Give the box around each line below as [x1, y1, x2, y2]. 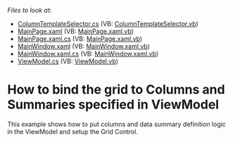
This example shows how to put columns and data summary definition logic [7, 120, 227, 128]
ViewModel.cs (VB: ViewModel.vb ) [17, 57, 118, 66]
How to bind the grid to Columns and [7, 82, 225, 98]
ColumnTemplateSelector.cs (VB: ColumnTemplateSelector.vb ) [17, 20, 199, 27]
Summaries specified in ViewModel [7, 97, 220, 113]
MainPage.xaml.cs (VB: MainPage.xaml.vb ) [17, 35, 143, 43]
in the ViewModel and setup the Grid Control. [7, 127, 139, 136]
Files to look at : [7, 6, 52, 14]
